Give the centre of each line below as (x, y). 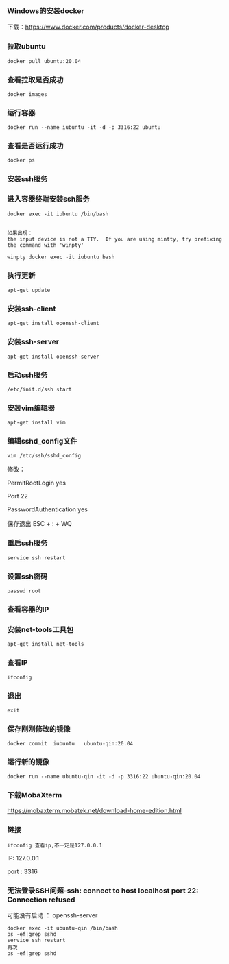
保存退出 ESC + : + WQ (39, 524)
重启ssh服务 (27, 543)
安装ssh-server (33, 342)
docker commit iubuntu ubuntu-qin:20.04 (70, 744)
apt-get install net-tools (46, 644)
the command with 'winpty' (46, 245)
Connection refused (41, 900)
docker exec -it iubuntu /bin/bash (58, 214)
